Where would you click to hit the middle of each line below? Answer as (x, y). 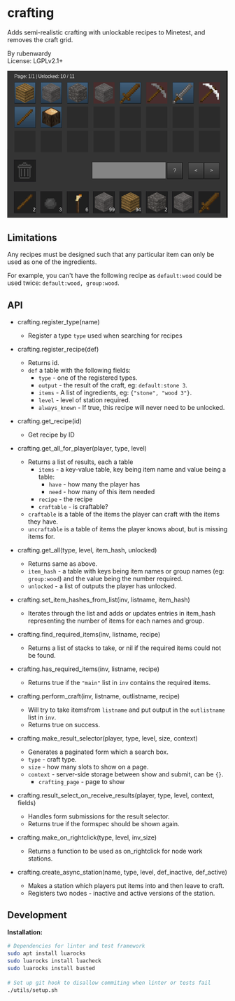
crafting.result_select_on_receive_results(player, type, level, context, (116, 795)
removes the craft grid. (40, 39)
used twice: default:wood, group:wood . (63, 283)
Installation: (25, 932)
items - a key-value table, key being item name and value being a (132, 470)
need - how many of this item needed (102, 492)
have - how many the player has (94, 484)
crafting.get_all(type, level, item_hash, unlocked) (87, 550)
